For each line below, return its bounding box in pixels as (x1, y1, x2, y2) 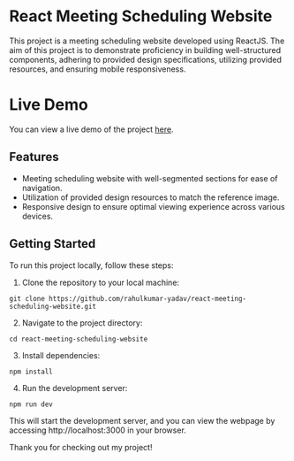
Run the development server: (21, 382, 128, 393)
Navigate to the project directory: (21, 317, 143, 328)
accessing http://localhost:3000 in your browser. (9, 425, 187, 435)
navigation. (21, 182, 64, 193)
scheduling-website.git (9, 302, 97, 311)
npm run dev (9, 400, 53, 409)
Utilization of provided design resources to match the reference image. (21, 192, 280, 203)
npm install (9, 367, 53, 376)
